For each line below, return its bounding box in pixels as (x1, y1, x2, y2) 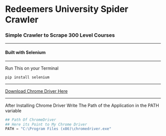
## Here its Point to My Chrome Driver (5, 122, 87, 127)
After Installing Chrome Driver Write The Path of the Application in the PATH (5, 102, 159, 108)
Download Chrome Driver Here (5, 88, 68, 94)
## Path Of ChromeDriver (5, 117, 56, 122)
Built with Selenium (5, 50, 46, 56)
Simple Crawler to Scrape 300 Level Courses (5, 32, 115, 39)
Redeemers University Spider (5, 3, 128, 15)
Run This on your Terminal (5, 65, 59, 71)
